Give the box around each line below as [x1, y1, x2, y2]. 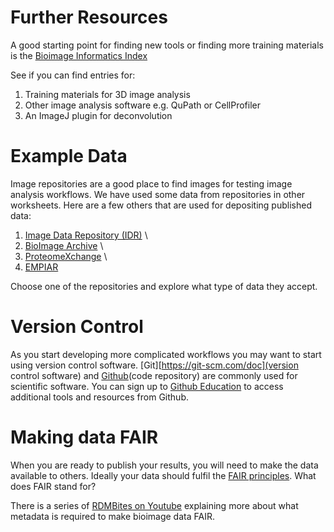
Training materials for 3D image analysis [24, 88, 191, 100]
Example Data [10, 145, 128, 168]
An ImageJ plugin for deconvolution [24, 109, 173, 121]
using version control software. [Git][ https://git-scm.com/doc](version [10, 359, 299, 371]
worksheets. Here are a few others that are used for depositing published [10, 199, 312, 211]
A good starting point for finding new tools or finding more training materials [10, 39, 325, 51]
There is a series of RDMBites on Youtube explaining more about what [10, 499, 299, 511]
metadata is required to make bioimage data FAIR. [10, 510, 215, 522]
